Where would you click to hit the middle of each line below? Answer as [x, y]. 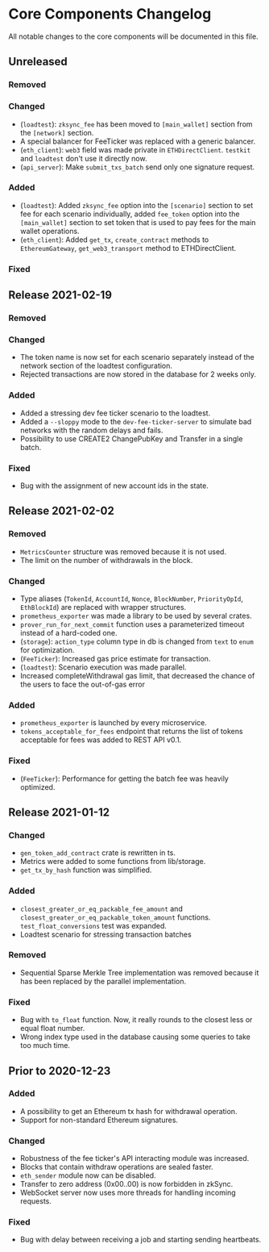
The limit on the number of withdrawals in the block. [106, 560]
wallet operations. [50, 231]
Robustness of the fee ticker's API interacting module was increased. [134, 1158]
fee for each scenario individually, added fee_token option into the [130, 214]
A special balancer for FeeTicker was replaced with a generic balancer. [138, 141]
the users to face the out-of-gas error [83, 684]
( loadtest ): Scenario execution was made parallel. [103, 667]
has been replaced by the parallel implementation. [103, 981]
